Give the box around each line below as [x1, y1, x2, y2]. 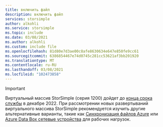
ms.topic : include [5, 30, 43, 35]
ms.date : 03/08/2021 [5, 35, 48, 40]
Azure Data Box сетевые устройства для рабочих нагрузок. [5, 116, 131, 122]
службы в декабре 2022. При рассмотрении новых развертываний [5, 100, 149, 106]
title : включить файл [5, 7, 50, 12]
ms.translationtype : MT [5, 58, 55, 63]
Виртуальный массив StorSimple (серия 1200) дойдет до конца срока [5, 95, 153, 101]
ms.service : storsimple [5, 26, 55, 31]
